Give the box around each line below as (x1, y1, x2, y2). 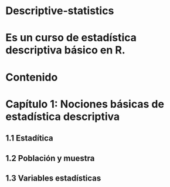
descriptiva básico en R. (5, 44, 125, 57)
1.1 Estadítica (5, 133, 53, 143)
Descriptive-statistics (5, 4, 114, 18)
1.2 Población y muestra (5, 153, 95, 163)
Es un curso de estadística (5, 31, 137, 45)
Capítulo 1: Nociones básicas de (5, 97, 165, 111)
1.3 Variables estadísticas (5, 173, 101, 183)
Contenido (5, 71, 58, 84)
